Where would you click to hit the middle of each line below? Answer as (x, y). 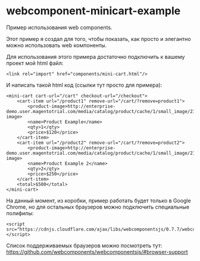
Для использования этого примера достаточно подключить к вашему (96, 56)
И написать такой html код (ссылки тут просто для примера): (84, 85)
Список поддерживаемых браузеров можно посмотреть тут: (84, 246)
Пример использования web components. (59, 27)
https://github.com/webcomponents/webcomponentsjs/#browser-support (97, 251)
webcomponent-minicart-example (93, 11)
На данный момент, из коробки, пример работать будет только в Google (99, 200)
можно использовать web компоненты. (57, 45)
